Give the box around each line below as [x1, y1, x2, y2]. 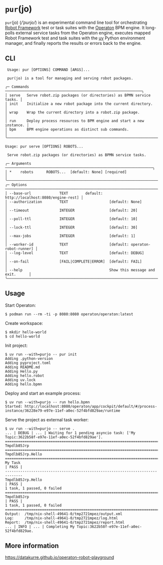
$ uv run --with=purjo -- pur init [5, 352, 77, 357]
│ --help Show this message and [5, 267, 155, 272]
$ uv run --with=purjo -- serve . [5, 426, 75, 431]
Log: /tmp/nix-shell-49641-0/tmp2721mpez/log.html [5, 515, 118, 521]
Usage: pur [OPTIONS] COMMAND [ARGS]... [7, 67, 90, 72]
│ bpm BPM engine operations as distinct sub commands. [5, 127, 130, 132]
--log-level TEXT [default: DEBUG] [9, 250, 145, 255]
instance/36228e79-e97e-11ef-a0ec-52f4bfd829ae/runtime [5, 408, 120, 413]
